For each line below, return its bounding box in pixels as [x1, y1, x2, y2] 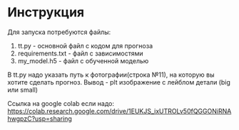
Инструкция [7, 4, 84, 21]
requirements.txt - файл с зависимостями [17, 49, 143, 58]
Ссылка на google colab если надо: [7, 99, 114, 107]
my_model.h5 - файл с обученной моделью [17, 56, 149, 65]
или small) [7, 85, 38, 94]
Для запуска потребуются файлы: [7, 28, 111, 36]
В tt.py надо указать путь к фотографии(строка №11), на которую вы [7, 70, 215, 79]
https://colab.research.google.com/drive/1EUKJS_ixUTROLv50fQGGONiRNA [7, 107, 232, 115]
